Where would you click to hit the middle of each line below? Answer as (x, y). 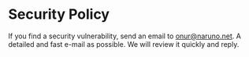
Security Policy (59, 14)
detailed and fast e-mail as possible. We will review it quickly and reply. (124, 44)
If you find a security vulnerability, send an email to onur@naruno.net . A (125, 36)
